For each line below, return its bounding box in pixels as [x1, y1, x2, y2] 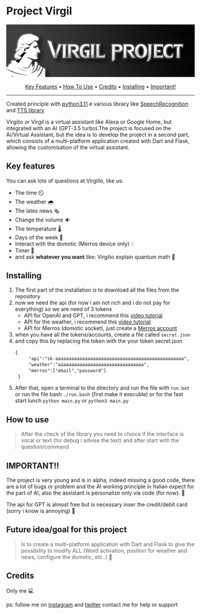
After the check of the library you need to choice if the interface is [20, 430, 184, 438]
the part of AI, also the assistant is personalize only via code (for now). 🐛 [6, 489, 185, 496]
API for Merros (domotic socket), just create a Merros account [23, 325, 178, 332]
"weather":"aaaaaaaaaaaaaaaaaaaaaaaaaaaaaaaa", [28, 362, 150, 368]
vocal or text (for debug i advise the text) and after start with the [20, 437, 179, 444]
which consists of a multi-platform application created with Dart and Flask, [6, 137, 190, 145]
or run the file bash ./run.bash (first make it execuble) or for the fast [14, 391, 184, 398]
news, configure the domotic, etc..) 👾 [20, 553, 112, 561]
